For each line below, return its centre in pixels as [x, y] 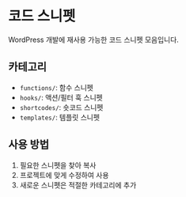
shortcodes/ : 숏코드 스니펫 [61, 107]
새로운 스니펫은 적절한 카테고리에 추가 [78, 185]
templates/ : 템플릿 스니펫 [60, 117]
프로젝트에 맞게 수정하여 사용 [64, 175]
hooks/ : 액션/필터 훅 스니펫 [61, 97]
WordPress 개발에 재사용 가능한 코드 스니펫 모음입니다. [94, 40]
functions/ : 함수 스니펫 [56, 87]
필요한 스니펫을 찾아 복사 [58, 165]
